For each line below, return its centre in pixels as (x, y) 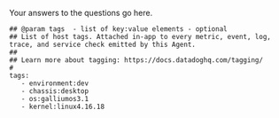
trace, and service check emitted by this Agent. (103, 44)
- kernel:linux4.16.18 (62, 106)
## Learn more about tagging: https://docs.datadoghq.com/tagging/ (136, 60)
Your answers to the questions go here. (81, 13)
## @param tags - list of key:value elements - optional (118, 29)
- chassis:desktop (55, 91)
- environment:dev (55, 83)
